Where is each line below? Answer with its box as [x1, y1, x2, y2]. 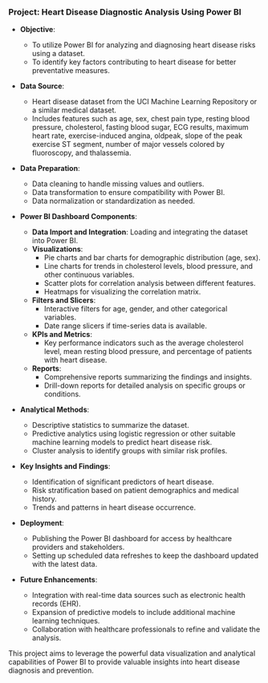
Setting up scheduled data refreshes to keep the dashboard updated [31, 551, 259, 560]
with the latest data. [31, 559, 98, 569]
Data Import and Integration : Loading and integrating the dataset [31, 227, 249, 237]
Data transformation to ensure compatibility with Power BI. [31, 188, 225, 197]
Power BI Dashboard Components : [19, 212, 138, 222]
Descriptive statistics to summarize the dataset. [31, 421, 190, 430]
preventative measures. [31, 66, 111, 75]
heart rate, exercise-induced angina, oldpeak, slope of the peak [31, 131, 243, 140]
